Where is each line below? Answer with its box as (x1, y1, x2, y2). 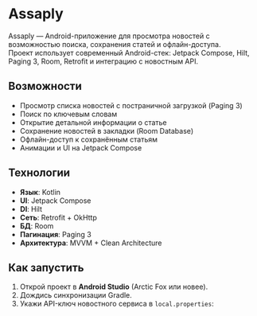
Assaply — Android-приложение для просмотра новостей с (8, 31, 210, 41)
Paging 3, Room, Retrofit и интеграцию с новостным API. (8, 57, 199, 66)
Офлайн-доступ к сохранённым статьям (19, 135, 158, 144)
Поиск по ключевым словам (19, 109, 118, 119)
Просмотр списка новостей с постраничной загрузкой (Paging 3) (19, 100, 243, 110)
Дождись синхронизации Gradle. (19, 291, 133, 300)
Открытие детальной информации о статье (19, 117, 167, 127)
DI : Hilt (19, 204, 42, 213)
